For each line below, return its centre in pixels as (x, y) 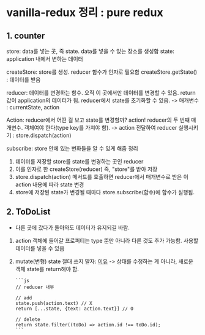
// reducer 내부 (35, 287)
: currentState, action (33, 107)
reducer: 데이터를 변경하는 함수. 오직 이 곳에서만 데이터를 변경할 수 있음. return (101, 93)
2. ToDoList (28, 212)
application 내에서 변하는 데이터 (45, 59)
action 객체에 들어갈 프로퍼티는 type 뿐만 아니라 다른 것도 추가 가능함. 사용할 (107, 240)
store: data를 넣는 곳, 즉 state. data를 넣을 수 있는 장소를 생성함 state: (90, 51)
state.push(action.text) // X (54, 303)
